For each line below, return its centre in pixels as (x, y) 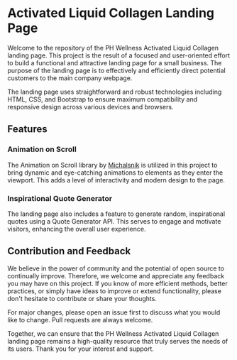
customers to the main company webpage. (70, 78)
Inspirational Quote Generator (60, 198)
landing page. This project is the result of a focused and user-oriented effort (119, 55)
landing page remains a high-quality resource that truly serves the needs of (118, 341)
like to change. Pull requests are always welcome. (80, 320)
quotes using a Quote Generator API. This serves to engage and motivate (114, 221)
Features (27, 129)
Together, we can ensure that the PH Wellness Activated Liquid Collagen (113, 333)
